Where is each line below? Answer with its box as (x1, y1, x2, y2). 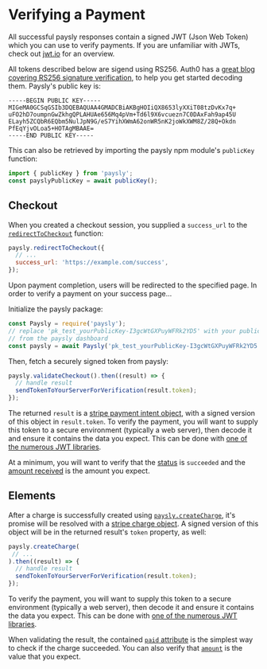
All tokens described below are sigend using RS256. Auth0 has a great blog (8, 64, 256, 73)
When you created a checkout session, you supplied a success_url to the (8, 220, 248, 229)
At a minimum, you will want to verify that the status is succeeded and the (8, 458, 246, 467)
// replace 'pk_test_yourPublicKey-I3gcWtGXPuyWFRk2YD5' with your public (8, 327, 261, 335)
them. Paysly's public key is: (8, 81, 101, 91)
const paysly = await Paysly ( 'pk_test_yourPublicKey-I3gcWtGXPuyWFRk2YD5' (8, 342, 261, 350)
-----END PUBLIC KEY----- (8, 131, 94, 139)
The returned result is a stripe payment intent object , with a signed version (8, 409, 256, 417)
